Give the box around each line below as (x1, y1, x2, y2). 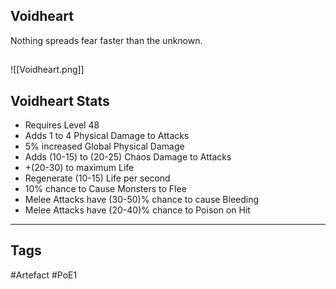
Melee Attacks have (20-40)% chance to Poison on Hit (24, 204, 251, 216)
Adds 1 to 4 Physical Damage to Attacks (24, 130, 190, 142)
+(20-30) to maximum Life (24, 162, 135, 174)
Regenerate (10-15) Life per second (24, 172, 171, 184)
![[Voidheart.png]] (10, 64, 85, 76)
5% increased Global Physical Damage (24, 140, 185, 153)
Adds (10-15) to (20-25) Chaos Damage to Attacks (24, 151, 232, 163)
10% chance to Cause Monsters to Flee (24, 183, 187, 195)
